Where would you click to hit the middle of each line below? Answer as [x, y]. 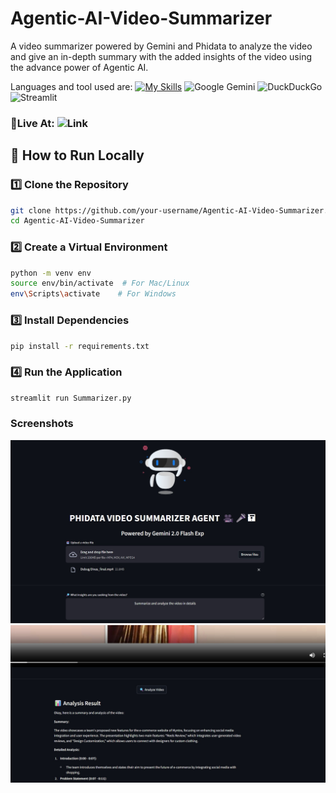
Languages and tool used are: [71, 86]
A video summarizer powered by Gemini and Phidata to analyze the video [161, 46]
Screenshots [42, 424]
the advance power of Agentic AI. [79, 67]
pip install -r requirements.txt [80, 346]
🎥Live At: [32, 123]
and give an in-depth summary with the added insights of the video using [161, 56]
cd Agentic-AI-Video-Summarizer [77, 221]
